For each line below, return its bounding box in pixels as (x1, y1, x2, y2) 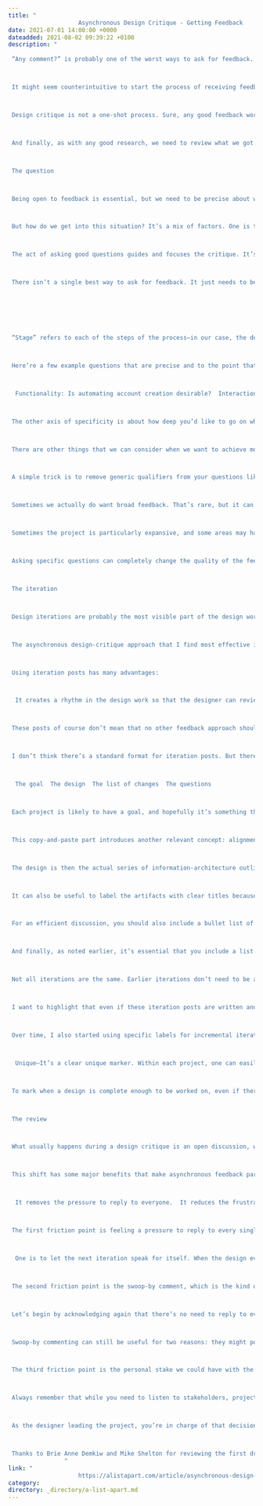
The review (11, 1115, 47, 1123)
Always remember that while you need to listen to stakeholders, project (11, 1394, 258, 1402)
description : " (8, 41, 58, 49)
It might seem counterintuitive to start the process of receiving (11, 83, 236, 91)
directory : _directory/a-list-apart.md (8, 1486, 139, 1494)
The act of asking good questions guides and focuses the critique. (11, 250, 240, 259)
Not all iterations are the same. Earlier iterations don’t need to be (11, 975, 250, 983)
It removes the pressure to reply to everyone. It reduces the (15, 1198, 229, 1207)
